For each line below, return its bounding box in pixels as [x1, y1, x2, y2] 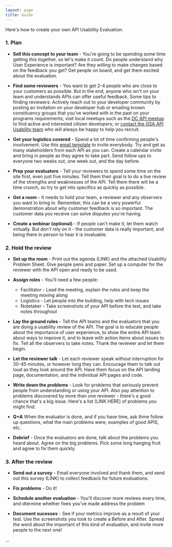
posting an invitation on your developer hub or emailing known [12, 104, 145, 110]
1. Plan [5, 39, 22, 46]
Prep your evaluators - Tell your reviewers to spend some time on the [12, 168, 161, 174]
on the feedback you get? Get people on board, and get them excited [12, 67, 159, 73]
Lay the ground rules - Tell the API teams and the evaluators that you [12, 319, 160, 325]
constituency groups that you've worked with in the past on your [12, 110, 150, 116]
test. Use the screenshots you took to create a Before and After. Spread [12, 516, 164, 522]
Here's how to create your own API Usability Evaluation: [5, 26, 123, 32]
